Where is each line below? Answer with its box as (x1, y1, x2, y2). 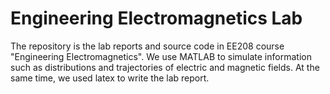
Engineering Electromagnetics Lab (10, 7, 303, 30)
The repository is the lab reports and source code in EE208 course (10, 40, 285, 52)
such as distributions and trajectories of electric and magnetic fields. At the (10, 61, 320, 73)
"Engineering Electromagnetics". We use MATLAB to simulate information (10, 50, 312, 62)
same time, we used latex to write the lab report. (10, 72, 210, 84)
